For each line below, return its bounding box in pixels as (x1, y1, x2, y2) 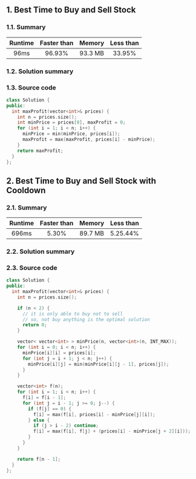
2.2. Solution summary (6, 248, 75, 256)
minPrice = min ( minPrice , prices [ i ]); (22, 131, 120, 137)
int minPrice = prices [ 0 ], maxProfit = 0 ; (17, 119, 126, 126)
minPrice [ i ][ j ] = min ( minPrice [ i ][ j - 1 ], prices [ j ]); (28, 361, 169, 367)
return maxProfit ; (17, 148, 64, 154)
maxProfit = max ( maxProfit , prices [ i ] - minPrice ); (22, 136, 155, 143)
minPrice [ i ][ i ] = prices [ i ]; (22, 349, 96, 356)
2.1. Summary (6, 203, 47, 211)
